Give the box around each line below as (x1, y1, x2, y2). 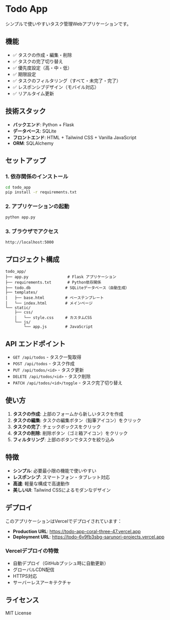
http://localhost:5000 (5, 240, 54, 245)
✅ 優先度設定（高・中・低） (12, 65, 72, 71)
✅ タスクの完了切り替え (12, 58, 63, 64)
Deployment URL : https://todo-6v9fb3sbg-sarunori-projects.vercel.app (12, 534, 165, 540)
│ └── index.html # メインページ (5, 301, 93, 306)
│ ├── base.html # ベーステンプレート (5, 295, 104, 300)
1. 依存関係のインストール (5, 173, 68, 180)
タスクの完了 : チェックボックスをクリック (12, 423, 101, 429)
